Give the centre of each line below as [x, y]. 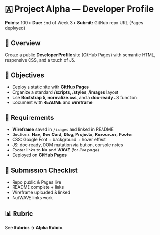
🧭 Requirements [29, 117]
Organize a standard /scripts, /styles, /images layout [65, 92]
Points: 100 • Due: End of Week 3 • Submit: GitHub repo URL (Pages [74, 22]
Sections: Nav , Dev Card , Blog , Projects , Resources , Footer [72, 134]
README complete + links [38, 187]
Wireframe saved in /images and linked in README [63, 129]
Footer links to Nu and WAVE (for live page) [55, 150]
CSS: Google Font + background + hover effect [59, 140]
